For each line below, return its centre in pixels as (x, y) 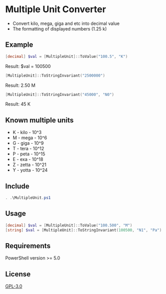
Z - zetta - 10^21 (29, 165)
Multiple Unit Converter (56, 9)
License (18, 274)
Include (17, 186)
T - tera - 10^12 (28, 149)
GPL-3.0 (14, 286)
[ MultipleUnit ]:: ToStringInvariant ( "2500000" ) (55, 75)
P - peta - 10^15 (29, 154)
